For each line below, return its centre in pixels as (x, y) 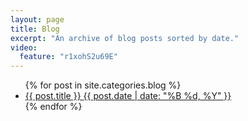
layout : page (37, 19)
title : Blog (35, 29)
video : (24, 47)
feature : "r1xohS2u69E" (68, 57)
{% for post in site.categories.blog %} (103, 85)
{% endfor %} (53, 107)
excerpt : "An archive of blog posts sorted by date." (125, 38)
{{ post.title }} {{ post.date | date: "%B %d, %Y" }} (128, 96)
